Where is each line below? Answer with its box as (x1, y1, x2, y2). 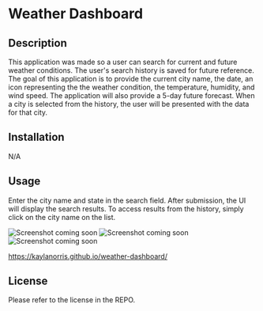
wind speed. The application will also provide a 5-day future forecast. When (8, 91, 255, 100)
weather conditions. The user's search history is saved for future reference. (8, 66, 254, 75)
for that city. (8, 108, 48, 117)
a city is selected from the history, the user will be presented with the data (8, 100, 250, 108)
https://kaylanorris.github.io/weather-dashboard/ (8, 251, 168, 261)
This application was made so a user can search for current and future (8, 57, 238, 66)
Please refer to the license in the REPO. (8, 295, 136, 305)
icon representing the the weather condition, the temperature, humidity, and (8, 82, 255, 92)
